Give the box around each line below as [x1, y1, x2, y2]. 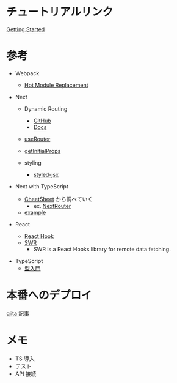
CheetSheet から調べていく [24, 195, 93, 203]
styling [24, 159, 42, 166]
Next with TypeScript [15, 182, 68, 190]
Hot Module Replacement [24, 81, 88, 89]
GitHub [33, 117, 52, 124]
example [24, 209, 46, 216]
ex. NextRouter [33, 202, 71, 209]
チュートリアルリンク [6, 5, 114, 19]
